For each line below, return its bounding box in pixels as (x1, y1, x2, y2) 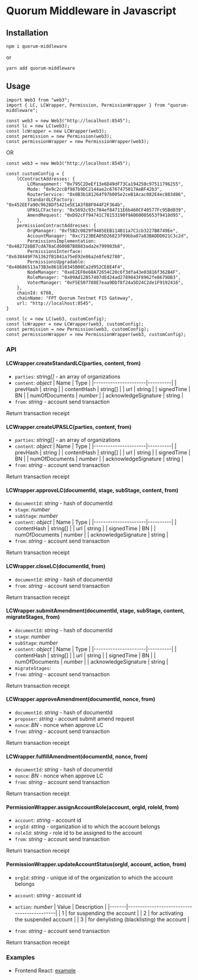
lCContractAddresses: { (17, 176, 76, 182)
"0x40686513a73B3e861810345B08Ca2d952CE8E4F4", (6, 264, 126, 270)
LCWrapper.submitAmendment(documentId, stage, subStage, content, (6, 607, 185, 614)
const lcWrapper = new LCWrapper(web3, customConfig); (6, 321, 144, 327)
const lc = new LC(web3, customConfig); (6, 316, 108, 322)
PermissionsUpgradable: (27, 259, 86, 265)
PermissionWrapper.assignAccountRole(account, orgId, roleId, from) (6, 803, 179, 811)
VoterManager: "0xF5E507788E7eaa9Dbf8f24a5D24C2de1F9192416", (27, 280, 184, 286)
